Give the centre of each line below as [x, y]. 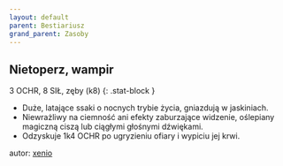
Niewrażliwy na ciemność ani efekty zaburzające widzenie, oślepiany [148, 117]
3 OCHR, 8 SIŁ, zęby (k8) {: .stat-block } [82, 91]
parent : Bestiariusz [47, 26]
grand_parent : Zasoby [49, 34]
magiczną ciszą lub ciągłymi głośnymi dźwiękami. [112, 127]
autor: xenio [31, 153]
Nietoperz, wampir [61, 69]
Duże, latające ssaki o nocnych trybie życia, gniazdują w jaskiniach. [145, 108]
